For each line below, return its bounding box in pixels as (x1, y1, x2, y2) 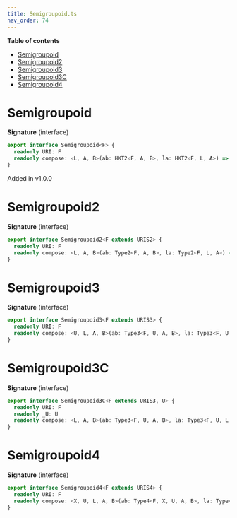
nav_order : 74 (7, 17, 49, 24)
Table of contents (7, 36, 60, 45)
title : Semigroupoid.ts (7, 10, 78, 18)
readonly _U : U (13, 411, 59, 418)
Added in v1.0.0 (7, 174, 53, 182)
